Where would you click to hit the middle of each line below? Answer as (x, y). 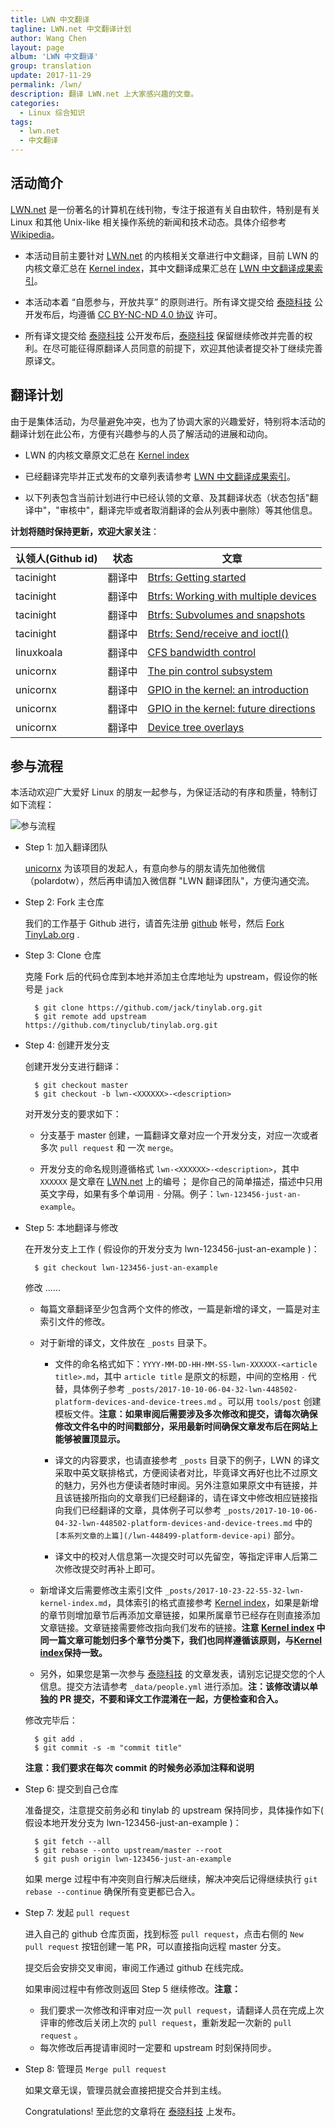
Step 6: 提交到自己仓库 (71, 1789)
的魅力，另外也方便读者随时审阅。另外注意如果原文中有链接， (182, 1485)
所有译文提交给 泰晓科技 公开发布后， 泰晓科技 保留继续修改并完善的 (164, 335)
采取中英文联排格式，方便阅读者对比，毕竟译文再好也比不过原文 (186, 1473)
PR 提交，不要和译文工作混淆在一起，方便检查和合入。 (171, 1699)
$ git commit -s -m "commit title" (108, 1748)
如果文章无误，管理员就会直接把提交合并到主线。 (125, 2090)
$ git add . (59, 1739)
